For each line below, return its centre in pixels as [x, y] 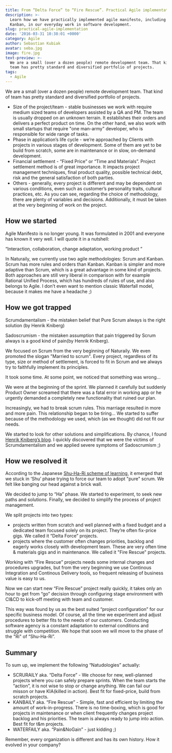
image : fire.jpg [23, 53]
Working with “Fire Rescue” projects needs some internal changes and [80, 562]
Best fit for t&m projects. [38, 724]
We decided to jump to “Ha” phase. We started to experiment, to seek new [84, 494]
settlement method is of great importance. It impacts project [76, 167]
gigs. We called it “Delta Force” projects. [55, 536]
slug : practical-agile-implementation [47, 29]
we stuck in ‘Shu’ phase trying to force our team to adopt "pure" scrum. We [85, 479]
